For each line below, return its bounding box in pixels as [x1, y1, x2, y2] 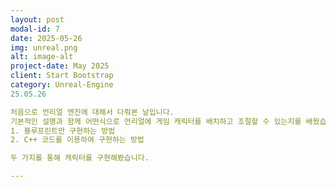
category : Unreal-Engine [10, 80, 114, 90]
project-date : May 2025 [10, 61, 110, 71]
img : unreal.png [10, 42, 78, 53]
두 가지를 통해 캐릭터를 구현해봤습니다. [10, 153, 150, 163]
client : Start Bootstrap [10, 71, 114, 81]
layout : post [10, 14, 65, 25]
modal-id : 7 [10, 24, 60, 34]
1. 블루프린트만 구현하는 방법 [10, 126, 116, 136]
